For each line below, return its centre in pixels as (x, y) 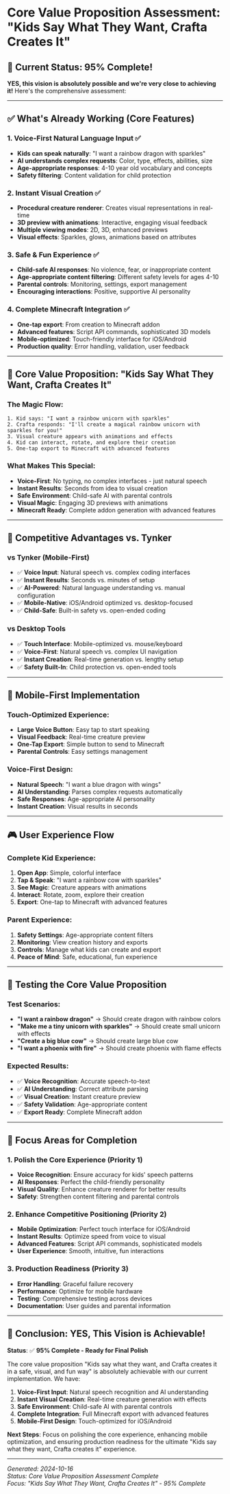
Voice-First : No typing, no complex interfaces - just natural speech (112, 481)
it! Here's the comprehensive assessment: (67, 91)
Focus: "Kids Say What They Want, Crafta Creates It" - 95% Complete (106, 1483)
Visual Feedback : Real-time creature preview (81, 737)
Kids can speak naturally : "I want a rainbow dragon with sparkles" (111, 153)
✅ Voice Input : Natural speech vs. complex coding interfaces (103, 572)
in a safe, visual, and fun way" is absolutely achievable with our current (107, 1371)
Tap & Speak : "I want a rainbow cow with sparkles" (89, 880)
